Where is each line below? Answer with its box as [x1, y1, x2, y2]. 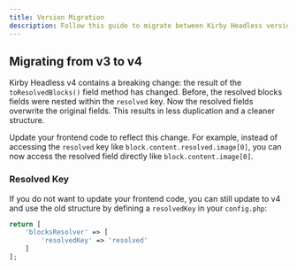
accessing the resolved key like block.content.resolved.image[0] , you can [9, 142, 282, 152]
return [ [9, 220, 42, 228]
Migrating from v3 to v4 [9, 54, 143, 69]
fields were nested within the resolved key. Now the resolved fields [9, 96, 254, 107]
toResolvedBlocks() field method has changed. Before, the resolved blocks [9, 87, 283, 97]
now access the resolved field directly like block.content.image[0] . [9, 151, 254, 162]
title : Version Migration [9, 12, 104, 22]
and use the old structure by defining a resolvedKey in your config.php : [9, 203, 268, 213]
